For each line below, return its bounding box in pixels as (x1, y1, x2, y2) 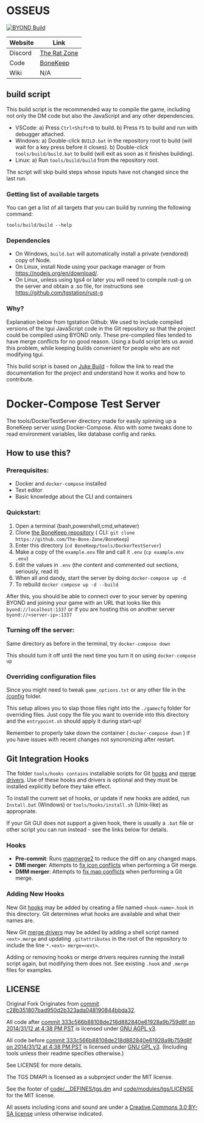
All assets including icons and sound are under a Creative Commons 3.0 (6, 1103, 188, 1111)
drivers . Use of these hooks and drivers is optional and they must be (6, 776, 178, 783)
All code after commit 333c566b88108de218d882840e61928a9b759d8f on (6, 1019, 195, 1026)
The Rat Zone (39, 48, 79, 57)
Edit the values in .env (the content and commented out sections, (15, 561, 179, 568)
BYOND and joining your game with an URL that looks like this (6, 599, 161, 606)
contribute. (6, 375, 34, 382)
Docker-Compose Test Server (6, 397, 160, 411)
